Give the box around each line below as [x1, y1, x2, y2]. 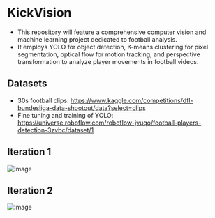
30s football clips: [17, 96, 69, 104]
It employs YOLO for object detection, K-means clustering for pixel [17, 42, 209, 51]
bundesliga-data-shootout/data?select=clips [17, 103, 147, 112]
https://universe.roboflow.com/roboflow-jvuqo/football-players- [17, 118, 202, 127]
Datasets [7, 78, 47, 90]
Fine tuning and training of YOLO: [17, 111, 114, 119]
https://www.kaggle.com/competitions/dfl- [70, 96, 193, 104]
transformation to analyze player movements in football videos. [17, 57, 199, 65]
